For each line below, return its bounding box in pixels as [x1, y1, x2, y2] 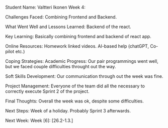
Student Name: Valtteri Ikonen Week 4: [5, 5, 86, 10]
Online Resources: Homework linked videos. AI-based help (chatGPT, [5, 43, 149, 49]
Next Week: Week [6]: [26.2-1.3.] [5, 117, 73, 123]
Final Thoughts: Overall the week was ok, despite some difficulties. [5, 98, 144, 104]
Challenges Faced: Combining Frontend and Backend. [5, 14, 117, 20]
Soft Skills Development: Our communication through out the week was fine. [5, 73, 163, 79]
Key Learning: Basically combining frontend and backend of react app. [5, 34, 152, 39]
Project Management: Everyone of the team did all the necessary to [5, 83, 145, 89]
